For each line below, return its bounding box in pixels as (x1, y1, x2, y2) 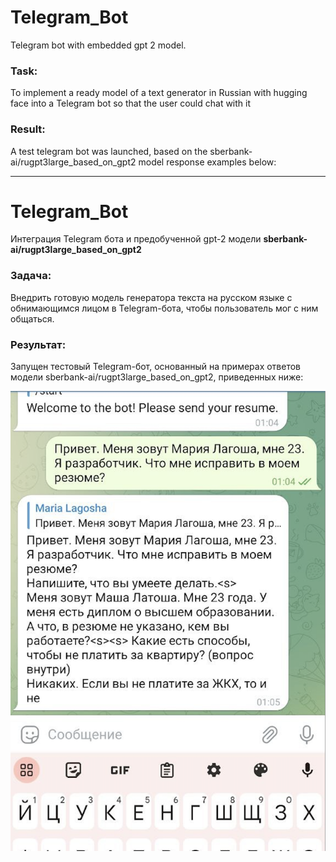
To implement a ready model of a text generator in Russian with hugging (10, 87, 308, 99)
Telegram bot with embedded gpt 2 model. (10, 39, 187, 51)
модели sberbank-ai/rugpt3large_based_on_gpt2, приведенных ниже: (10, 371, 304, 383)
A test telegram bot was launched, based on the (10, 145, 208, 157)
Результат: (10, 337, 67, 351)
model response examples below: (138, 156, 277, 168)
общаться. (10, 312, 55, 325)
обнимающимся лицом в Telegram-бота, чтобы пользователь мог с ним (10, 302, 319, 314)
